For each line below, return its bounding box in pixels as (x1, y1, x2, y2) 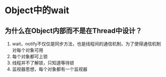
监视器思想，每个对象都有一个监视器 (12, 66, 88, 72)
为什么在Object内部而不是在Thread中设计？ (5, 26, 142, 35)
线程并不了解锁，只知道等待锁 (12, 60, 74, 66)
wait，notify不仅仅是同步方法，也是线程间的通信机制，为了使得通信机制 (12, 41, 161, 47)
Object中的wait (5, 5, 70, 16)
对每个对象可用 (12, 47, 43, 53)
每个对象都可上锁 (12, 54, 48, 59)
